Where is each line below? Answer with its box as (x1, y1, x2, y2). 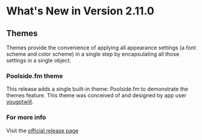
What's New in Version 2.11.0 (6, 4, 155, 18)
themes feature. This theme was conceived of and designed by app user (6, 92, 187, 99)
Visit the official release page (6, 127, 79, 134)
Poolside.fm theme (6, 72, 63, 80)
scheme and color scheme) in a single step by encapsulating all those (6, 50, 180, 58)
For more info (6, 113, 46, 121)
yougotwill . (6, 98, 34, 106)
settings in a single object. (6, 57, 71, 64)
